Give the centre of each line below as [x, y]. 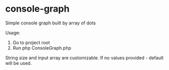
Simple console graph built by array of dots [50, 23]
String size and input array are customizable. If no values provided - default [84, 58]
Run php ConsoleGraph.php [42, 48]
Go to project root [31, 42]
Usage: [13, 32]
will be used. [19, 63]
